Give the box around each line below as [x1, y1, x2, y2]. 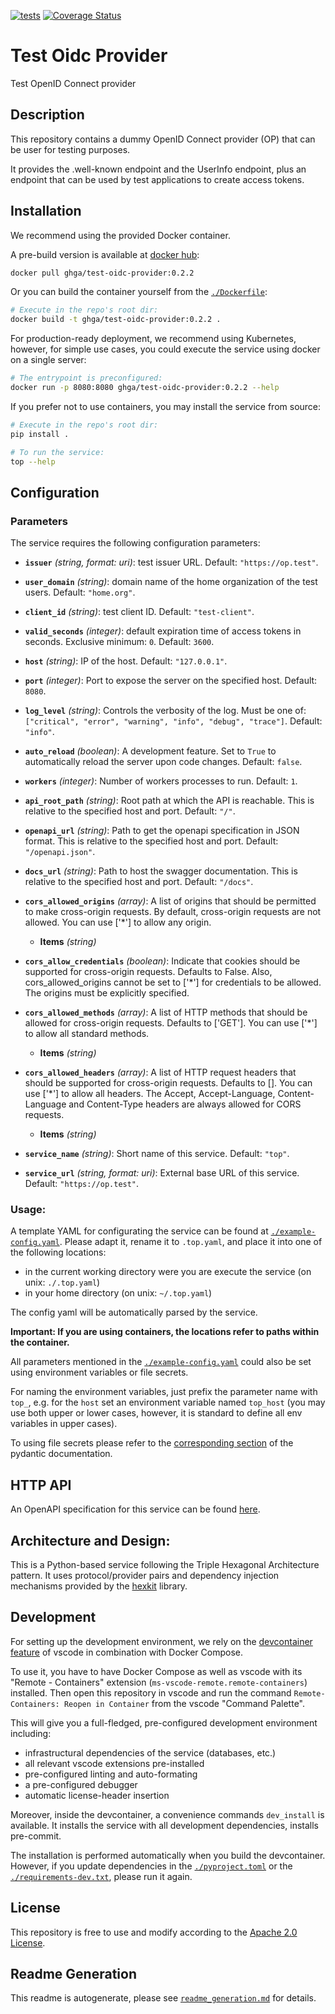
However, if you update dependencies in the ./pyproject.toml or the [10, 1860, 293, 1872]
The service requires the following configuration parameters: [10, 537, 261, 549]
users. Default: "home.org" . [24, 586, 136, 599]
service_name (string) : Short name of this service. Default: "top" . [24, 1148, 290, 1160]
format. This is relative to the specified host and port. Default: [24, 835, 279, 847]
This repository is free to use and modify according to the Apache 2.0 [10, 1926, 298, 1938]
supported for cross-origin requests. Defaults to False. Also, [24, 966, 273, 978]
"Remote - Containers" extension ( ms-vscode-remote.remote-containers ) [10, 1676, 308, 1688]
